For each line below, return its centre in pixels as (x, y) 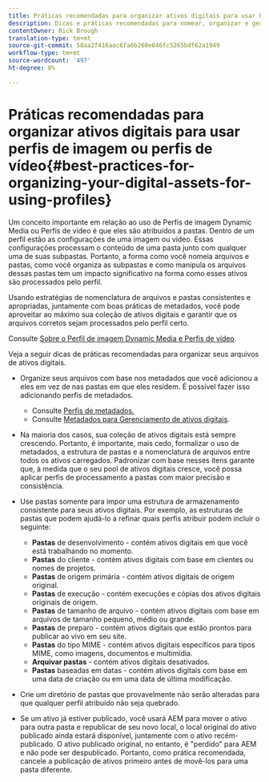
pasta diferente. (46, 769)
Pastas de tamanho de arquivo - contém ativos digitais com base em (145, 610)
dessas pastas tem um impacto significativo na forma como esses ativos (128, 273)
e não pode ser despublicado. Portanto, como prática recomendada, (133, 752)
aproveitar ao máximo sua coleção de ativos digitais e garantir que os (123, 314)
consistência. (42, 485)
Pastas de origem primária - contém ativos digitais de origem (133, 576)
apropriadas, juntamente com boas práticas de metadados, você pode (124, 306)
